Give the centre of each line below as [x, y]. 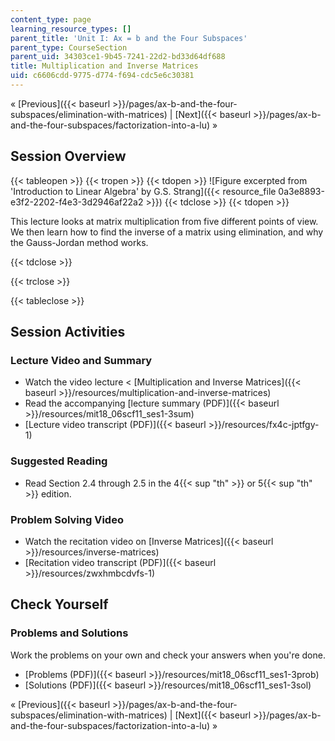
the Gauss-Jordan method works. [79, 242]
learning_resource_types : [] [71, 29]
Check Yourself [59, 604]
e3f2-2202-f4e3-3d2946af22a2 [77, 202]
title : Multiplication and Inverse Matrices [104, 66]
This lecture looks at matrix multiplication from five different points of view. [164, 221]
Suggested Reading [59, 461]
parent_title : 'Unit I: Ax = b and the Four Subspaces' [129, 38]
